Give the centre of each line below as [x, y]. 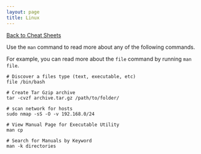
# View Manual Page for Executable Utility [63, 125]
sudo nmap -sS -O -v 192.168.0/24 [51, 114]
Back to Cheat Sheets [34, 35]
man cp [15, 130]
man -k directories [31, 146]
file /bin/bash [26, 82]
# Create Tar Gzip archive [41, 92]
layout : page [23, 12]
